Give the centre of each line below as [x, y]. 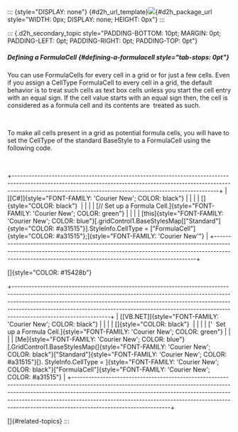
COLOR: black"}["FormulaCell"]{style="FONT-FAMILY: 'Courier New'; [109, 369]
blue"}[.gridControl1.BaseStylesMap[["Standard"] [149, 221]
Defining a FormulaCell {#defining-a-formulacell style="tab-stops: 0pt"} [118, 57]
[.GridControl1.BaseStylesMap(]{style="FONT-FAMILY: [87, 347]
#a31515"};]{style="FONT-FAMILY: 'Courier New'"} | [132, 236]
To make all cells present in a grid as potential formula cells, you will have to [118, 132]
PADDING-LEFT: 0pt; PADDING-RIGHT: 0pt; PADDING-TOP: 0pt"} [102, 41]
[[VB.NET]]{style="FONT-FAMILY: [169, 316]
